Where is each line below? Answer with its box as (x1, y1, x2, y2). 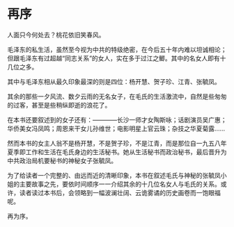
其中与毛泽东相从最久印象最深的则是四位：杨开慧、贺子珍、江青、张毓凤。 (7, 77, 221, 85)
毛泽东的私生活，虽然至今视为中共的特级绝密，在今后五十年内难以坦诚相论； (7, 45, 227, 53)
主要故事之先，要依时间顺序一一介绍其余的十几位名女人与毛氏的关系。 (19, 180, 221, 188)
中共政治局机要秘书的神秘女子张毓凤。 (7, 156, 117, 165)
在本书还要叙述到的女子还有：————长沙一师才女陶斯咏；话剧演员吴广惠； (7, 115, 227, 124)
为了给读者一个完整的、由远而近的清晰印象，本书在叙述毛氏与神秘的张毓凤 (7, 171, 221, 179)
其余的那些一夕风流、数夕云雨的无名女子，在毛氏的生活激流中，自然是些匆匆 (7, 92, 227, 101)
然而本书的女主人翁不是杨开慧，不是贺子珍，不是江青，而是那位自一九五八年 (7, 139, 227, 147)
